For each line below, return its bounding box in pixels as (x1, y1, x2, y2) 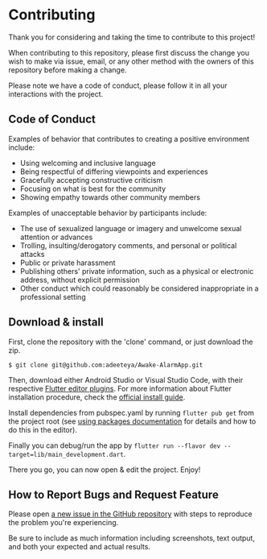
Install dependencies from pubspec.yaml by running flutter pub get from (8, 408, 255, 417)
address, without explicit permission (19, 275, 141, 284)
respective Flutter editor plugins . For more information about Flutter (8, 383, 232, 393)
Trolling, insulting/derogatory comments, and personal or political (19, 240, 237, 251)
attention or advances (19, 232, 93, 242)
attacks (19, 249, 45, 259)
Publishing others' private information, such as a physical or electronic (19, 266, 254, 275)
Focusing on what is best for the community (19, 184, 166, 193)
